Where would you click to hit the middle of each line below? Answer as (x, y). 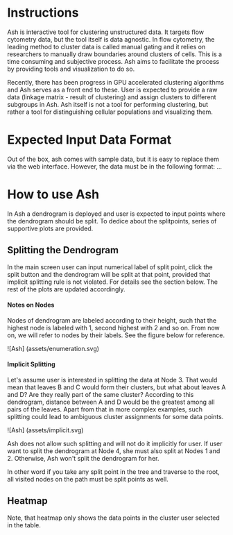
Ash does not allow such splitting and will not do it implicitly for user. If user (115, 444)
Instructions (43, 13)
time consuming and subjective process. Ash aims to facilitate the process (113, 61)
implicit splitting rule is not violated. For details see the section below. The (113, 282)
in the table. (24, 525)
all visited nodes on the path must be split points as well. (88, 479)
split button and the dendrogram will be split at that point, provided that (109, 274)
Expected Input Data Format (89, 140)
